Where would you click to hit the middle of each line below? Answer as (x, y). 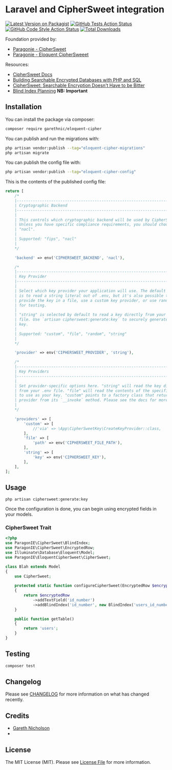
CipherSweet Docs (33, 74)
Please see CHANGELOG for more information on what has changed (77, 694)
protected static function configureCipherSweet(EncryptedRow (82, 586)
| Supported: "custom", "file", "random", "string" (71, 334)
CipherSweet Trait (28, 528)
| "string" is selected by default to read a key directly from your (90, 315)
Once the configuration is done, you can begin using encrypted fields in (81, 509)
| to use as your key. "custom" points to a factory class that (84, 396)
